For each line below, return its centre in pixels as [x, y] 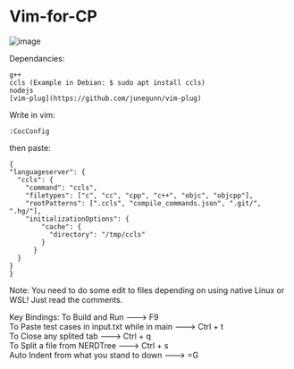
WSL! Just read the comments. [66, 299]
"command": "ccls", [62, 188]
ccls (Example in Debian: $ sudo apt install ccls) [107, 82]
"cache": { [62, 226]
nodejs [21, 90]
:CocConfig [29, 131]
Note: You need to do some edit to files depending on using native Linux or [147, 290]
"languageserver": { [48, 172]
